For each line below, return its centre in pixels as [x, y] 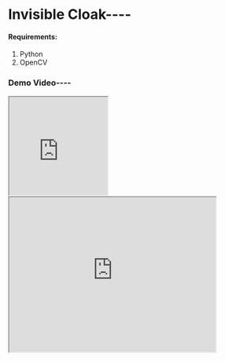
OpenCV [33, 63]
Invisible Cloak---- [70, 15]
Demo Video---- [40, 83]
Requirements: [33, 36]
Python [31, 54]
